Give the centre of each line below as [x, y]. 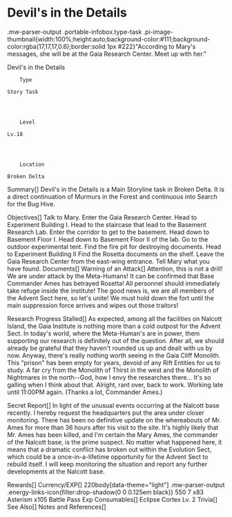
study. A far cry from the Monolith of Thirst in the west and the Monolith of [113, 370]
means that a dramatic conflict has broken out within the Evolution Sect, [109, 449]
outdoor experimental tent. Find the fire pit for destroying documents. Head [114, 246]
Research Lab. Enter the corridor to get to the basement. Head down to [108, 232]
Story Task [23, 92]
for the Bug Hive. [31, 204]
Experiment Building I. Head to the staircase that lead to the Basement [107, 224]
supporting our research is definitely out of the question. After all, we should [116, 340]
